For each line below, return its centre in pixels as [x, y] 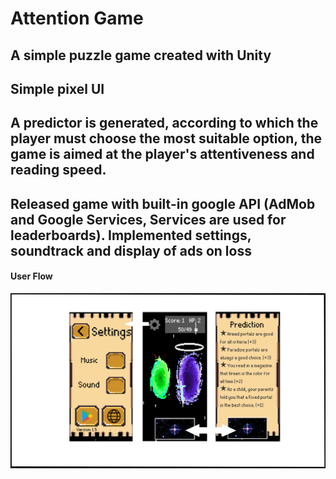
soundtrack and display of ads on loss [131, 250]
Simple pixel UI [57, 88]
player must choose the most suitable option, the [166, 138]
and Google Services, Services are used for [148, 219]
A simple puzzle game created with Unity [141, 55]
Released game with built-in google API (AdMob [163, 203]
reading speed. [58, 170]
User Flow [31, 276]
